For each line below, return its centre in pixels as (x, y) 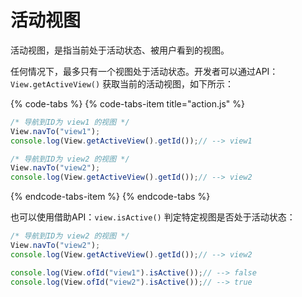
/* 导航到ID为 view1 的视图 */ (70, 122)
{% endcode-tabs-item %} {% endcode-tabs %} (110, 197)
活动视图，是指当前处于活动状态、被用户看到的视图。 (120, 50)
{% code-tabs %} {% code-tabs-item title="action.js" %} (127, 103)
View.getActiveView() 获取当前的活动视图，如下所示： (122, 83)
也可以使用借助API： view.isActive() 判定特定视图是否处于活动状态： (153, 217)
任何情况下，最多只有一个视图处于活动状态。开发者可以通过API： (144, 71)
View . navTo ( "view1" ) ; (55, 131)
